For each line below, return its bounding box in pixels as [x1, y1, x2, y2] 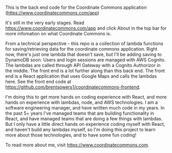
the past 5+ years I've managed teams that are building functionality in [5, 110, 155, 116]
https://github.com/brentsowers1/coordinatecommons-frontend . [5, 84, 141, 90]
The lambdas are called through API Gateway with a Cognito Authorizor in [5, 62, 161, 68]
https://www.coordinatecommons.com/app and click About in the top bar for [5, 25, 167, 31]
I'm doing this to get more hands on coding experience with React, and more [5, 94, 167, 100]
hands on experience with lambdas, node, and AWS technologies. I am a [5, 99, 158, 105]
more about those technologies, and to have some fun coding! [5, 132, 137, 138]
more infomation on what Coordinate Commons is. [5, 31, 112, 36]
